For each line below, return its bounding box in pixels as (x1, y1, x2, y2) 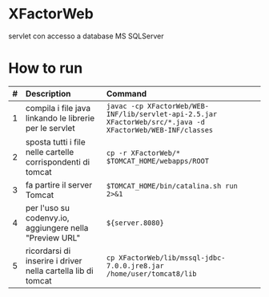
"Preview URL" (25, 232, 81, 244)
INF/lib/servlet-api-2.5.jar (106, 109, 218, 118)
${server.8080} (106, 218, 164, 228)
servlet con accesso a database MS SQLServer (8, 31, 164, 41)
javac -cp (106, 101, 144, 110)
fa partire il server (25, 179, 93, 190)
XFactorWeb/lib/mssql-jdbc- (118, 253, 226, 262)
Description (25, 88, 71, 99)
